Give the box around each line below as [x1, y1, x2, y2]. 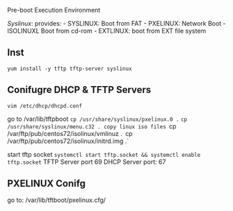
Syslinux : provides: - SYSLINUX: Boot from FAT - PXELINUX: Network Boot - [7, 19, 226, 27]
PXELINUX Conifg [7, 178, 86, 189]
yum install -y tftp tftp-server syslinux [7, 65, 132, 72]
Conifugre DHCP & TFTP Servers [7, 84, 152, 96]
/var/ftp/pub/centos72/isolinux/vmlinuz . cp [7, 129, 134, 137]
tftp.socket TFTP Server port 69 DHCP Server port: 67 [7, 158, 166, 166]
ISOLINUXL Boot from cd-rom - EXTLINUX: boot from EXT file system [7, 27, 207, 35]
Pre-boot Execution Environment [7, 6, 101, 14]
